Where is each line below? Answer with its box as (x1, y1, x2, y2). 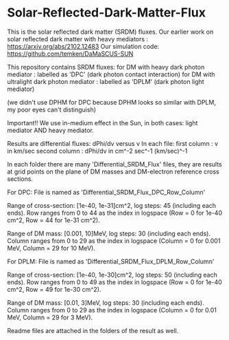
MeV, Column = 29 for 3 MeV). (7, 313, 93, 321)
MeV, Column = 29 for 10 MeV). (7, 244, 96, 252)
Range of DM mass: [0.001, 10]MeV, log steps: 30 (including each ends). (7, 229, 211, 237)
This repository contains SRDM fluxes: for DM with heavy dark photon (7, 63, 205, 71)
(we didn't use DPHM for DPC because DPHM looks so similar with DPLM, (7, 98, 216, 106)
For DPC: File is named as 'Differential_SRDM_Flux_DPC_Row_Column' (7, 188, 206, 196)
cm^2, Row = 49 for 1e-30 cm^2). (7, 285, 101, 293)
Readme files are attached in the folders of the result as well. (7, 326, 179, 334)
